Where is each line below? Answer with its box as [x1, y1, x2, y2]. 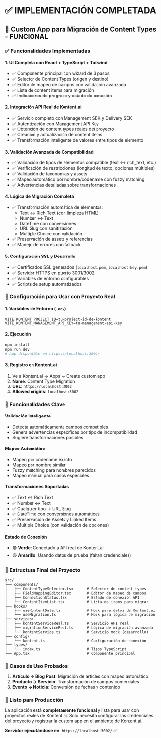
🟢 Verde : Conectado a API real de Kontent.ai [12, 545, 104, 551]
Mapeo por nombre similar [12, 462, 66, 468]
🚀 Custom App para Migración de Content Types [5, 25, 157, 33]
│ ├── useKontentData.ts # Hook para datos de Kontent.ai [5, 608, 155, 613]
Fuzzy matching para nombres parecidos [12, 467, 96, 473]
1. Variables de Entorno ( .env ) [5, 306, 66, 312]
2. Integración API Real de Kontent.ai [5, 104, 82, 110]
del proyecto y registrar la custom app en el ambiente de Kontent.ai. [5, 718, 143, 724]
